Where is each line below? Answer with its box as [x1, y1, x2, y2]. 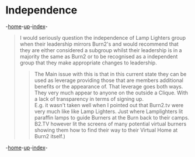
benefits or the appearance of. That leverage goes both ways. [34, 83, 183, 90]
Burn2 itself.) [34, 132, 65, 139]
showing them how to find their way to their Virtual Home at [34, 127, 178, 134]
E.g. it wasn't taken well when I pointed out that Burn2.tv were [34, 101, 184, 108]
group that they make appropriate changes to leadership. [19, 59, 157, 66]
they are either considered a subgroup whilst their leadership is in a [19, 46, 182, 53]
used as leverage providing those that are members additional [34, 77, 184, 84]
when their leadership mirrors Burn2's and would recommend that [19, 40, 179, 47]
